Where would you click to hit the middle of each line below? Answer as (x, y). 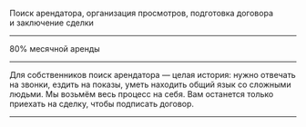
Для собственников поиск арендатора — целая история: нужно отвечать (153, 75)
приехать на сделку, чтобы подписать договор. (102, 104)
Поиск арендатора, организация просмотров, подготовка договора (141, 13)
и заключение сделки (51, 23)
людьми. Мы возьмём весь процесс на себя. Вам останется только (142, 94)
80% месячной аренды (55, 49)
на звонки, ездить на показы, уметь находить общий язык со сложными (150, 84)
